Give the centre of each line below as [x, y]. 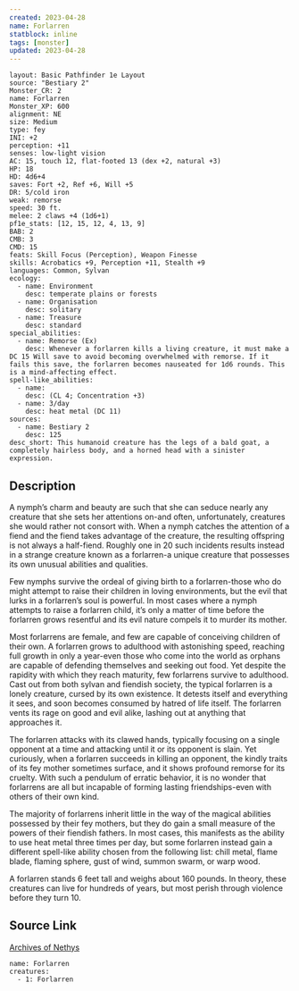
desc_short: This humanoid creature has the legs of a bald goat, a [139, 443]
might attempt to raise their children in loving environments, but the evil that [148, 591]
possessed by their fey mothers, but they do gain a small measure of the [142, 823]
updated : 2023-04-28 [48, 51]
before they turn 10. [46, 897]
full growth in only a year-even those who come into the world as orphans [145, 655]
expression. [31, 458]
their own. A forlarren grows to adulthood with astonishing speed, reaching [147, 646]
